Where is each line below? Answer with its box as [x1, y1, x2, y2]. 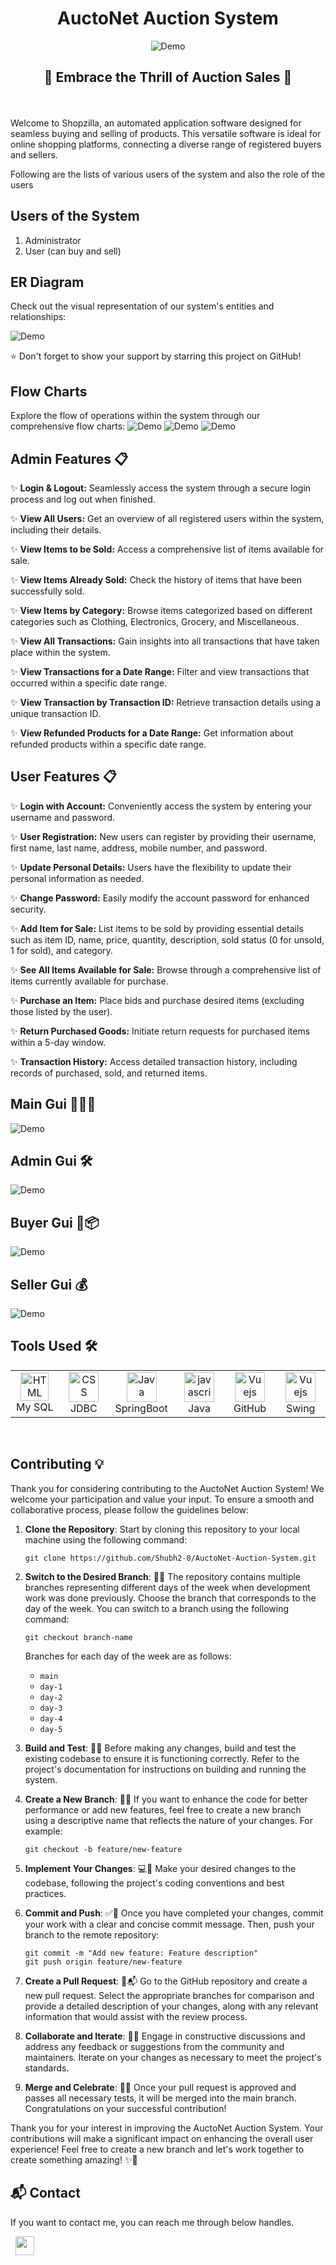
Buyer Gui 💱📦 [10, 1214, 100, 1231]
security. [10, 903, 47, 915]
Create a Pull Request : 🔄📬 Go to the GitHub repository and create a [24, 1975, 308, 1987]
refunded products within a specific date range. [10, 738, 207, 750]
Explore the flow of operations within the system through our [10, 410, 261, 422]
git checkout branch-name [24, 1632, 133, 1642]
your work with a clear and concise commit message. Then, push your [24, 1918, 315, 1930]
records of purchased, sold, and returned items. [10, 1067, 208, 1079]
